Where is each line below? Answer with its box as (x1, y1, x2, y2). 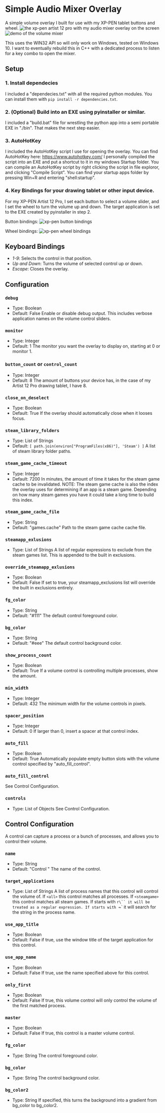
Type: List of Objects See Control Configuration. (12, 805, 110, 811)
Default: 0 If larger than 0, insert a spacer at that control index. (12, 728, 139, 734)
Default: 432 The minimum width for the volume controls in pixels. (12, 701, 146, 707)
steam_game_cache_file (5, 509, 60, 515)
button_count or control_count (5, 361, 77, 368)
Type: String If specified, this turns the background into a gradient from (12, 1097, 157, 1103)
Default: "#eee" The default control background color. (12, 640, 122, 646)
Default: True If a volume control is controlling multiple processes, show (12, 668, 159, 673)
